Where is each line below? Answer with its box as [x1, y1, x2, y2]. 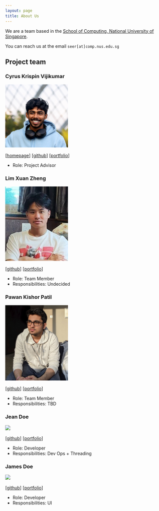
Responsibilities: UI [12, 499, 52, 506]
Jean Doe [5, 413, 29, 420]
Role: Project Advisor [12, 162, 56, 168]
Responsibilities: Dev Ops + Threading [12, 450, 92, 456]
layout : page [5, 8, 33, 13]
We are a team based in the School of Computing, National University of [5, 28, 154, 34]
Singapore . [5, 33, 28, 39]
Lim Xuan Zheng [5, 175, 46, 182]
